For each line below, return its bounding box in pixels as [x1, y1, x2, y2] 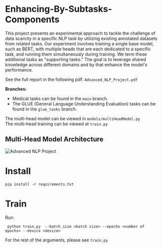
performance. [5, 67, 33, 72]
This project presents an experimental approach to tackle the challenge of [5, 30, 156, 36]
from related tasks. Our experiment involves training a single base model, [5, 40, 154, 46]
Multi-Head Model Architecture [5, 135, 104, 143]
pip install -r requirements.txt [5, 181, 74, 187]
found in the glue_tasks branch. [12, 106, 78, 112]
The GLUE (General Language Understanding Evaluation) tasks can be [12, 101, 156, 106]
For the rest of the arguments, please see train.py [5, 237, 108, 243]
